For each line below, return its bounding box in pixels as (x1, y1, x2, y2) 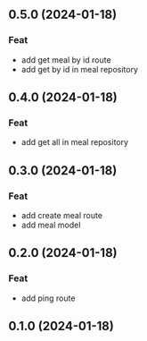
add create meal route (20, 210, 103, 221)
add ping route (20, 293, 76, 303)
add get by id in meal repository (20, 64, 139, 74)
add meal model (20, 219, 81, 231)
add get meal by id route (20, 54, 112, 65)
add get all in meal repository (20, 137, 129, 148)
